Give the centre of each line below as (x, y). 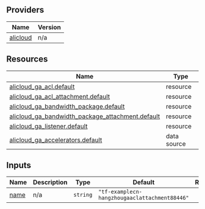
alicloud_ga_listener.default (49, 126)
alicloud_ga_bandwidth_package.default (67, 106)
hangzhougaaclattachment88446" (144, 198)
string (83, 195)
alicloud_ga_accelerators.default (56, 140)
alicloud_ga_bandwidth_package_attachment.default (85, 116)
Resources (27, 59)
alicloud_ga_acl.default (42, 87)
